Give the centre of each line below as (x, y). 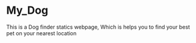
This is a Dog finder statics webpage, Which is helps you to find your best (98, 27)
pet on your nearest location (41, 33)
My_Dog (27, 10)
